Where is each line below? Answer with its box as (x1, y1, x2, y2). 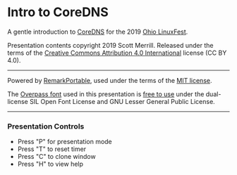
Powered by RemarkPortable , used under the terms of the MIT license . (7, 76, 212, 84)
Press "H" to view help (17, 160, 83, 169)
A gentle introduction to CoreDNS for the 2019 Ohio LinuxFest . (7, 27, 188, 36)
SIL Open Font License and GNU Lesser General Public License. (29, 97, 215, 105)
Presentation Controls (7, 121, 85, 131)
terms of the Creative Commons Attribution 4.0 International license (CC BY (7, 48, 227, 57)
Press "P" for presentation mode (17, 138, 113, 146)
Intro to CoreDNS (7, 4, 109, 20)
